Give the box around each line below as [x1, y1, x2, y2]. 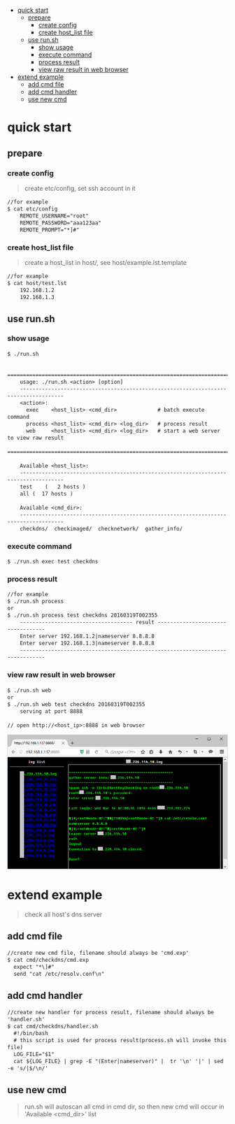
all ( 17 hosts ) [20, 490, 73, 497]
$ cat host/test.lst [7, 280, 68, 287]
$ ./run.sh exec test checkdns [7, 559, 99, 565]
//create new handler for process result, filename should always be [7, 1009, 215, 1016]
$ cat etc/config [7, 206, 58, 212]
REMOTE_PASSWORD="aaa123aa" [20, 219, 101, 226]
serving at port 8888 [20, 707, 83, 715]
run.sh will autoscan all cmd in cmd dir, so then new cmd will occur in [24, 1102, 225, 1111]
